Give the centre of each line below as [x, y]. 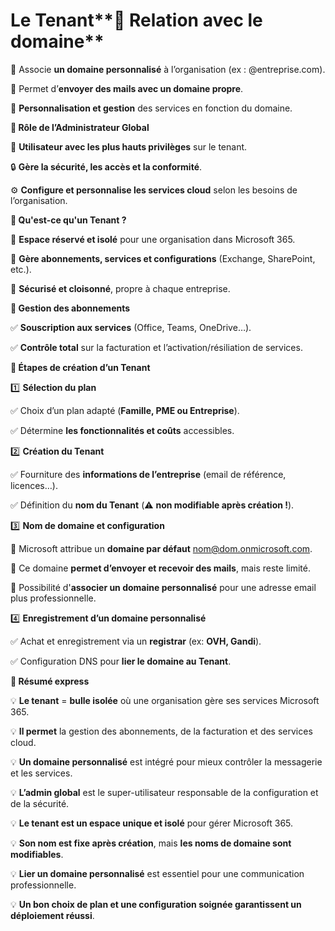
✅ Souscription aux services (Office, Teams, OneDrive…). [131, 327]
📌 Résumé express [50, 681]
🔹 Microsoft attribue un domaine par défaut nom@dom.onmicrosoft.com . [161, 548]
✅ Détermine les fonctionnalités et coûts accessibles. [122, 430]
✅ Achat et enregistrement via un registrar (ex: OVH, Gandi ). [136, 641]
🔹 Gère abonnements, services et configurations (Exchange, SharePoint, [163, 258]
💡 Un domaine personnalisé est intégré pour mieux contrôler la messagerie [166, 761]
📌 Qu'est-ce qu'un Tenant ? [68, 220]
